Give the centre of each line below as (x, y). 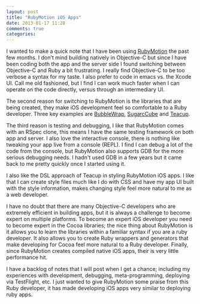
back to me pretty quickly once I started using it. (66, 164)
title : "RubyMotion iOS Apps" (44, 17)
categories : (21, 34)
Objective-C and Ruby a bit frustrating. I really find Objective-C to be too (96, 70)
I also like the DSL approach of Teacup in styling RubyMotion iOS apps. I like (100, 175)
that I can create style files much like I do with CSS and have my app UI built (100, 182)
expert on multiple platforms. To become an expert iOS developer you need (99, 219)
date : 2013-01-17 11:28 (36, 23)
